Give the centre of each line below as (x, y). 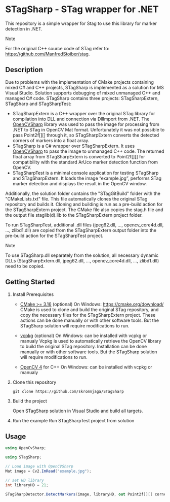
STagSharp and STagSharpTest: (38, 104)
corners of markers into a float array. (51, 140)
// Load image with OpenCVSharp (39, 466)
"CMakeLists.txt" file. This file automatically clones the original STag (76, 198)
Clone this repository (34, 382)
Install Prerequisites (33, 294)
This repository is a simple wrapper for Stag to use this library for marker (81, 23)
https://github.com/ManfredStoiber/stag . (48, 54)
